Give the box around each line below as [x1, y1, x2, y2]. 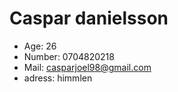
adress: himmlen [23, 72, 93, 84]
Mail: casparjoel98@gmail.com [23, 61, 152, 73]
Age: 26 [23, 40, 57, 52]
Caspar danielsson [9, 7, 169, 30]
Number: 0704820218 [23, 50, 115, 62]
